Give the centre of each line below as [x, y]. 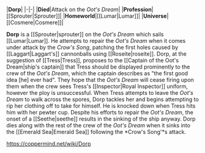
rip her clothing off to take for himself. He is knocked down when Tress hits [101, 106]
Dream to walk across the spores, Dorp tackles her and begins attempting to [102, 99]
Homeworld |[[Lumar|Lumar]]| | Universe [116, 16]
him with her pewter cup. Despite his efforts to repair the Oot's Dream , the [100, 112]
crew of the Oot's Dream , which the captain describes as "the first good [97, 73]
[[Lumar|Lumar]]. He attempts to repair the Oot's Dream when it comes [96, 41]
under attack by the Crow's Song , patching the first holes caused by [92, 47]
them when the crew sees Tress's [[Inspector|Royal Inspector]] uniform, [97, 86]
